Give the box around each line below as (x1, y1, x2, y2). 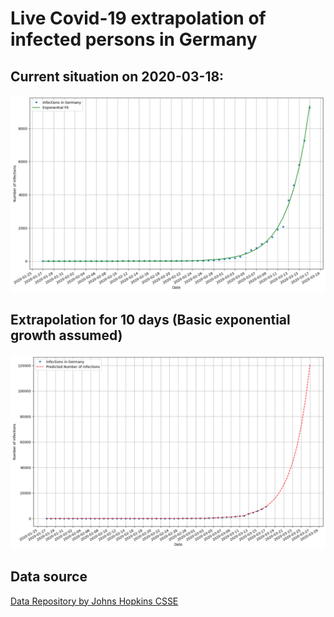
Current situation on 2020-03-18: (10, 68, 225, 85)
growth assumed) (10, 327, 123, 344)
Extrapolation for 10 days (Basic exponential (10, 312, 291, 329)
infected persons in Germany (10, 28, 258, 51)
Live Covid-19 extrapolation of (10, 7, 267, 30)
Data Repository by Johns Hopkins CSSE (10, 595, 179, 607)
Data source (10, 568, 88, 586)
